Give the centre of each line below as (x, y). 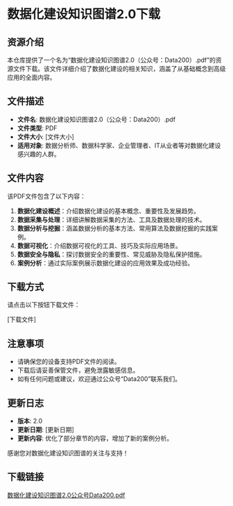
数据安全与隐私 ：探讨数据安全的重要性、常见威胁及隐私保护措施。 (111, 254)
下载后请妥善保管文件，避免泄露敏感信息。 (78, 370)
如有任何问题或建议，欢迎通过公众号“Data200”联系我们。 (99, 379)
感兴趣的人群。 (38, 154)
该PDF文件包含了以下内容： (47, 196)
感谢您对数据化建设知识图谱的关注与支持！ (68, 453)
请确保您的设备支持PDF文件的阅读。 (69, 362)
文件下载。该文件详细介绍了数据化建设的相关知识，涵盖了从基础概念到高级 (119, 69)
